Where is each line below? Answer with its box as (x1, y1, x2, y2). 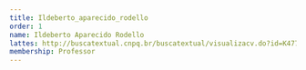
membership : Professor (9, 47, 96, 56)
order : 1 (9, 22, 43, 31)
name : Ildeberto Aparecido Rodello (9, 30, 145, 39)
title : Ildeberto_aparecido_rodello (9, 13, 148, 23)
